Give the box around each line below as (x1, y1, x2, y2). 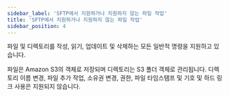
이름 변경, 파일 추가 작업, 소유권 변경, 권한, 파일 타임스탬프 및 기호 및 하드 (19, 74, 215, 82)
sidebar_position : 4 (7, 23, 67, 29)
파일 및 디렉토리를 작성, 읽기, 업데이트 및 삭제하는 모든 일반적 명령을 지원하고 (7, 42, 212, 51)
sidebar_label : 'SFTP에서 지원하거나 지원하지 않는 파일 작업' (7, 10, 168, 17)
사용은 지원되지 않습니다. (14, 83, 81, 91)
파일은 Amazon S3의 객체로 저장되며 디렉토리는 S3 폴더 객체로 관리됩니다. (7, 66, 207, 74)
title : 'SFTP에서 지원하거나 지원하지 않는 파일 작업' (7, 16, 143, 23)
